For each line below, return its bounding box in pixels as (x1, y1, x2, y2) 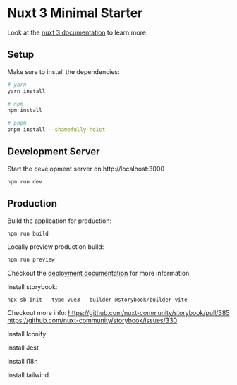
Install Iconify (7, 330, 47, 338)
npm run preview (7, 256, 55, 264)
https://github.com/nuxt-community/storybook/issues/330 (7, 316, 178, 325)
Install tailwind (7, 371, 49, 379)
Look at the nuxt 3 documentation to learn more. (7, 28, 148, 37)
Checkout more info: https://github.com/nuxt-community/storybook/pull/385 (7, 309, 230, 317)
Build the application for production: (7, 216, 111, 225)
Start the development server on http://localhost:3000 (7, 164, 164, 173)
